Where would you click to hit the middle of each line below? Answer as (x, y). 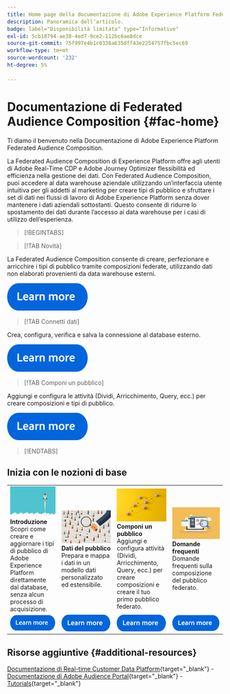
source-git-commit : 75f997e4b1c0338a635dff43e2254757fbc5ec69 (98, 43)
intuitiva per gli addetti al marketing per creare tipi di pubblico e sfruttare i (111, 190)
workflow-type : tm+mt (38, 51)
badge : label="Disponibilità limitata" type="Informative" (93, 29)
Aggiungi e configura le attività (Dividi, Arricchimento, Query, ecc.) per (106, 396)
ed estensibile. (82, 584)
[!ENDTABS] (41, 451)
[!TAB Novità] (43, 246)
